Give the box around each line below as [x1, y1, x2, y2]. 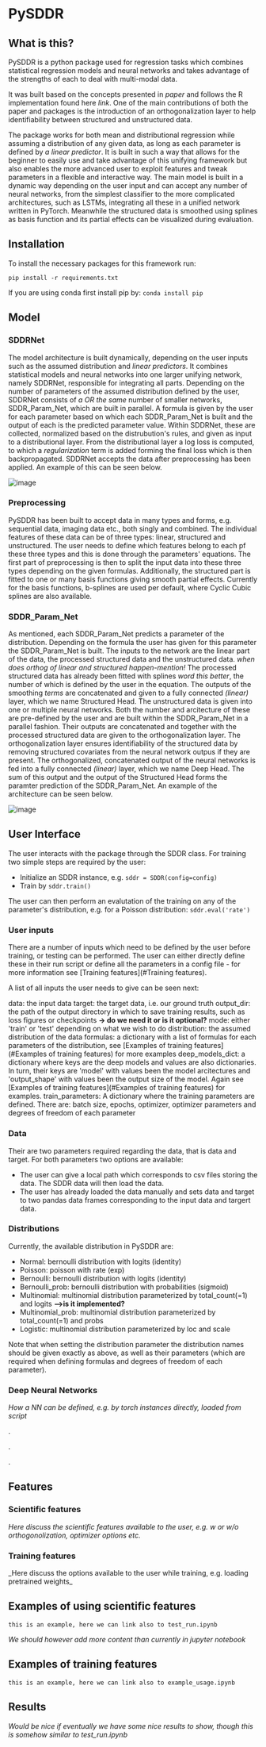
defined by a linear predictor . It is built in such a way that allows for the [8, 148, 240, 156]
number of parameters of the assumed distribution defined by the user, [8, 386, 240, 396]
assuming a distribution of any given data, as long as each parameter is [8, 139, 241, 148]
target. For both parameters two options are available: [8, 1154, 184, 1164]
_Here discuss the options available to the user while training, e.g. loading [8, 1568, 249, 1578]
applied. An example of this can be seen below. [8, 462, 162, 472]
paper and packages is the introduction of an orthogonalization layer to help [8, 106, 256, 116]
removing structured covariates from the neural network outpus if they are [8, 747, 251, 757]
